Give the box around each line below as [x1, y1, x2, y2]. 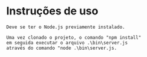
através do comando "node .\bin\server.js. [6, 45, 117, 51]
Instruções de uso [6, 4, 98, 18]
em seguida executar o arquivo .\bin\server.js [6, 40, 128, 46]
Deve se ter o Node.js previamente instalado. [6, 24, 125, 30]
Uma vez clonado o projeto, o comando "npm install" [6, 34, 142, 40]
